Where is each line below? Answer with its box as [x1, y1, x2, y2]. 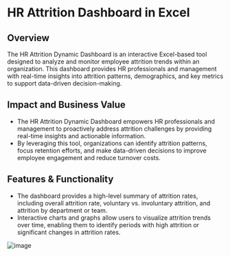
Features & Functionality [7, 173, 114, 185]
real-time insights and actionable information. [16, 131, 146, 140]
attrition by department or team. [16, 206, 108, 214]
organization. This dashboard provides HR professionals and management [7, 65, 218, 73]
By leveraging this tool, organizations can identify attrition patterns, [16, 139, 207, 147]
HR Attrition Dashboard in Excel [7, 5, 190, 21]
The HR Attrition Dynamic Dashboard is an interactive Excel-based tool [7, 50, 207, 58]
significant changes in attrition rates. [16, 228, 121, 236]
